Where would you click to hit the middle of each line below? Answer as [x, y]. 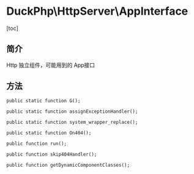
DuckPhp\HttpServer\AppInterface [97, 11]
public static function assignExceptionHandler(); [72, 112]
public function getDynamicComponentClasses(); [68, 165]
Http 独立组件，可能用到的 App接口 [51, 65]
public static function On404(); [49, 133]
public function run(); [37, 143]
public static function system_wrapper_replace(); [72, 122]
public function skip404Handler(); [52, 154]
